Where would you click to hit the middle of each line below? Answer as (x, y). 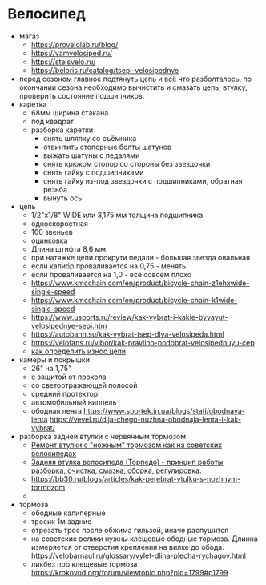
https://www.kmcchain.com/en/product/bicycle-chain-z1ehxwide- (140, 283)
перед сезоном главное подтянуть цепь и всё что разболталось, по (135, 79)
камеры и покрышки (54, 359)
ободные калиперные (68, 513)
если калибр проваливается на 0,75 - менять (109, 266)
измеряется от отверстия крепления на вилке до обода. (128, 547)
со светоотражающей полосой (84, 385)
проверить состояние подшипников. (82, 95)
